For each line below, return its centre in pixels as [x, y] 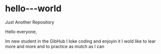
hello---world [33, 9]
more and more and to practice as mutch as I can [55, 46]
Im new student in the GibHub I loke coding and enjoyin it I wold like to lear [80, 41]
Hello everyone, [21, 31]
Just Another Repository [30, 22]
